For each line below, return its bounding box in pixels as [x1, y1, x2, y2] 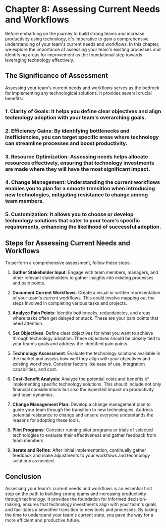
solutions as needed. [12, 458, 55, 464]
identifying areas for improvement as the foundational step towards [5, 51, 143, 58]
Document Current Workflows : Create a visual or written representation [12, 290, 161, 296]
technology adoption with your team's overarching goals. [5, 114, 146, 121]
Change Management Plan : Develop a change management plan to [12, 401, 151, 407]
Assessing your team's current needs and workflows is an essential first [5, 485, 152, 491]
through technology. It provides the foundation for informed [5, 496, 127, 502]
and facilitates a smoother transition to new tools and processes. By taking [5, 507, 158, 513]
